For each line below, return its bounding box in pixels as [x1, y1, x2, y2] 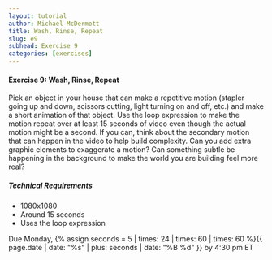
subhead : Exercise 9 [8, 42, 79, 50]
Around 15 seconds [19, 210, 85, 219]
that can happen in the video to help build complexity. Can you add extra [8, 136, 252, 146]
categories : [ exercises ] [8, 50, 93, 58]
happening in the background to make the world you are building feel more [8, 154, 258, 163]
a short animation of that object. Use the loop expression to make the [8, 110, 240, 120]
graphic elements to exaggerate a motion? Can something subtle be [8, 145, 235, 154]
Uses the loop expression [19, 219, 106, 228]
